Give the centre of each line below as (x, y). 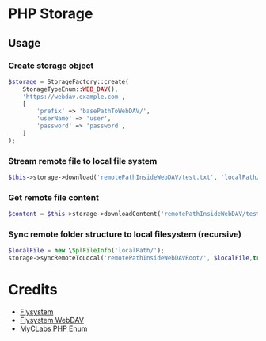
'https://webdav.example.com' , (74, 97)
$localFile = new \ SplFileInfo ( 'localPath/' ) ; (86, 251)
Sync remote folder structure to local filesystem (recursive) (125, 234)
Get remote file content (54, 197)
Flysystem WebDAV (52, 320)
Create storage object (51, 66)
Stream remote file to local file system (83, 161)
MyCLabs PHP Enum (53, 328)
